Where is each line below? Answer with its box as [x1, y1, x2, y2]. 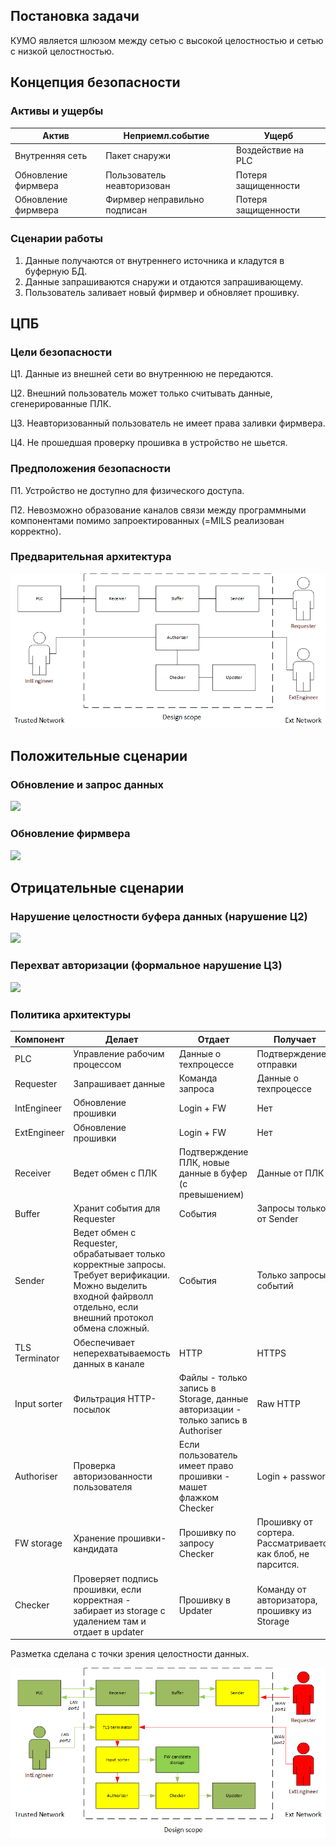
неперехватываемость [73, 1347, 171, 1359]
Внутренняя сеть [14, 149, 88, 161]
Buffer [14, 1207, 41, 1219]
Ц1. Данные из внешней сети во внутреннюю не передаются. [10, 368, 274, 380]
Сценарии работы [10, 232, 104, 246]
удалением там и [73, 1615, 147, 1627]
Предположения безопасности [10, 462, 171, 476]
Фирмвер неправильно [105, 193, 205, 205]
